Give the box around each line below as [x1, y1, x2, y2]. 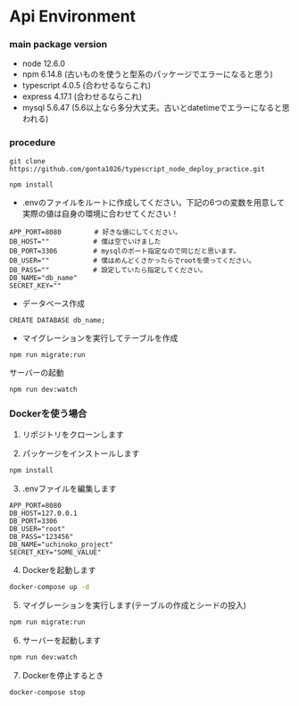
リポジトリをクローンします [21, 429, 125, 440]
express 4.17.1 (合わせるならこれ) [21, 91, 143, 102]
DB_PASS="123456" [9, 532, 74, 541]
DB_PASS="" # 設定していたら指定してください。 [9, 265, 207, 274]
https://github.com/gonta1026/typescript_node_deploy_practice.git [9, 164, 266, 173]
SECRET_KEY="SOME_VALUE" [9, 547, 102, 557]
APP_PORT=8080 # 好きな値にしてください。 [9, 228, 182, 237]
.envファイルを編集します [21, 483, 117, 494]
